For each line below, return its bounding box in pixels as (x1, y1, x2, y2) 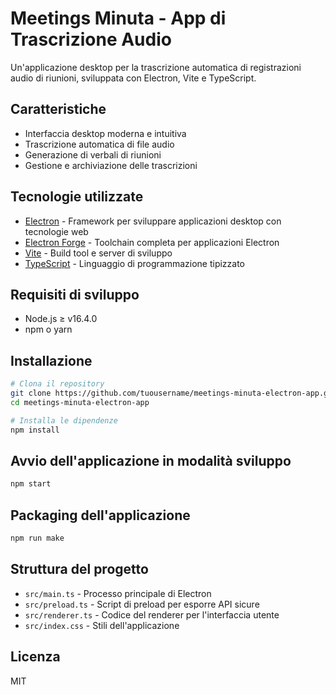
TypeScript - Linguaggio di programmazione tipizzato (24, 257, 246, 269)
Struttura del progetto (10, 561, 149, 578)
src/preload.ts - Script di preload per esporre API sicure (24, 598, 260, 610)
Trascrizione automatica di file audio (24, 138, 175, 150)
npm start (10, 479, 52, 489)
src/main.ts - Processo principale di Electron (24, 587, 212, 599)
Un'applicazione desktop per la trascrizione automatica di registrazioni (10, 61, 302, 73)
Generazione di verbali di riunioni (24, 148, 162, 161)
